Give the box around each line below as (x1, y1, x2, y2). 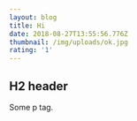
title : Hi (9, 21, 46, 30)
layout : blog (9, 12, 57, 22)
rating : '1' (9, 46, 53, 55)
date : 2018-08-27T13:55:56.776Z (9, 29, 128, 38)
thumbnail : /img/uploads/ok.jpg (9, 37, 128, 47)
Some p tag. (9, 102, 54, 112)
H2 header (9, 79, 69, 94)
